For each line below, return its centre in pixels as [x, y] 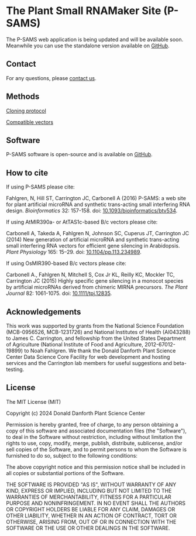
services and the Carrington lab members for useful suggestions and [89, 363]
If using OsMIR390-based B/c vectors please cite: [66, 263]
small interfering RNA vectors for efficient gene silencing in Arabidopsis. [93, 246]
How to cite [27, 173]
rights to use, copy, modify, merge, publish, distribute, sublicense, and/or [94, 443]
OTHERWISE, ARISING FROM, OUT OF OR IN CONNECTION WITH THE [91, 521]
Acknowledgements [44, 312]
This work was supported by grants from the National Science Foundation [95, 326]
